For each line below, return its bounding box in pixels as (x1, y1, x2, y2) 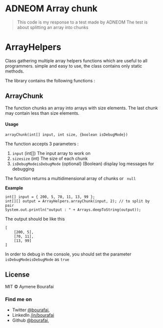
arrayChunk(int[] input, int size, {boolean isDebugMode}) (5, 132, 128, 137)
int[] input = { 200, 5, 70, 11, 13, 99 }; (5, 194, 95, 199)
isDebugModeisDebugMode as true (5, 256, 70, 262)
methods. (5, 68, 24, 74)
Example (5, 185, 23, 191)
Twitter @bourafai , (12, 307, 50, 313)
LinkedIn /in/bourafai (12, 312, 54, 318)
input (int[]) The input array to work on (12, 150, 91, 156)
